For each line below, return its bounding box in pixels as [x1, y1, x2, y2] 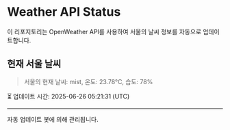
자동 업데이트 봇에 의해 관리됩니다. [7, 115, 99, 123]
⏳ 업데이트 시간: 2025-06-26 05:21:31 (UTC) [7, 92, 130, 100]
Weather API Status [7, 4, 121, 20]
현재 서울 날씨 [7, 58, 62, 70]
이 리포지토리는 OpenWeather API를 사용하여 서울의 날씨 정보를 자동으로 [7, 27, 202, 36]
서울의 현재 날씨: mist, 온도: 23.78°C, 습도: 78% [23, 77, 153, 86]
